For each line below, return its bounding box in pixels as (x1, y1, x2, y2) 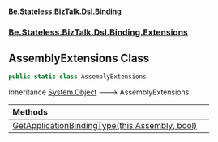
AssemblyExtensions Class (8, 51, 150, 65)
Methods (12, 106, 49, 118)
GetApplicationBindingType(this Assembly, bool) (12, 120, 197, 132)
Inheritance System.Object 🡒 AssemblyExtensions (8, 87, 190, 97)
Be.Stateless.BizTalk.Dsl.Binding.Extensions (8, 27, 188, 38)
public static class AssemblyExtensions (8, 73, 147, 81)
